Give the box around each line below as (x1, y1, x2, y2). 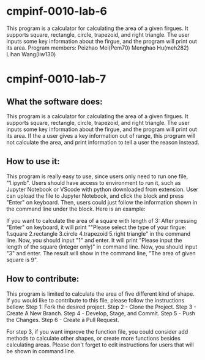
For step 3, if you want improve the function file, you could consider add (6, 328, 188, 335)
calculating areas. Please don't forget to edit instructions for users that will (6, 341, 194, 348)
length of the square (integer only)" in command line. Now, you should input (6, 243, 198, 250)
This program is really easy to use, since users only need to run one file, (6, 173, 188, 180)
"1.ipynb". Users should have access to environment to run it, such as (6, 179, 181, 186)
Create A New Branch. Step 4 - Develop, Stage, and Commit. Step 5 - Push (6, 309, 196, 317)
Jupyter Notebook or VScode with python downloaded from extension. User (6, 186, 199, 193)
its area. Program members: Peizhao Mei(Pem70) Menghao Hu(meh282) (6, 44, 189, 51)
